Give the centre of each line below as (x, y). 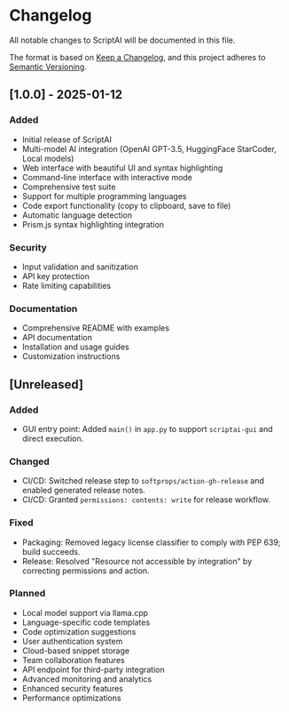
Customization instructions (71, 356)
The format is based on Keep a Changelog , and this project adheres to (137, 57)
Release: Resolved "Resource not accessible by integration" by (137, 561)
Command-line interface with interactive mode (107, 177)
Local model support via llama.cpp (85, 612)
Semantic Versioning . (48, 67)
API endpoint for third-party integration (94, 669)
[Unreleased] (47, 384)
